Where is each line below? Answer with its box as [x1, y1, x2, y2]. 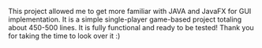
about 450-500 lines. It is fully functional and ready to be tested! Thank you [8, 23, 254, 32]
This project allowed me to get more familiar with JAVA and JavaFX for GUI [8, 7, 252, 15]
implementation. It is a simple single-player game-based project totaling [8, 15, 242, 24]
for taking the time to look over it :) [8, 31, 121, 40]
